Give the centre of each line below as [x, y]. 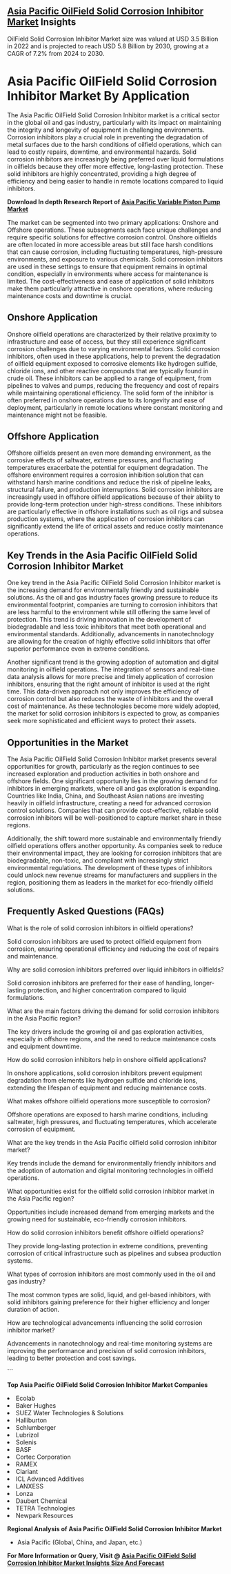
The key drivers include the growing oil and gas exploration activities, [106, 1032]
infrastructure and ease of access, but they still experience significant [107, 342]
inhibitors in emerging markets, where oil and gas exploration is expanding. [114, 788]
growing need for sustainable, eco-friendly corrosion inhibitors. [97, 1219]
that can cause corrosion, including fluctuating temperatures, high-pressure [115, 252]
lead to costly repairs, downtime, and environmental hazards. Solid [102, 152]
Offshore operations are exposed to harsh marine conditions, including [108, 1114]
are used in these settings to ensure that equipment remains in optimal [107, 266]
